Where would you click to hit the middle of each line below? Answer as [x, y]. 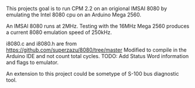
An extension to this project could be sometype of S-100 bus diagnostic [93, 74]
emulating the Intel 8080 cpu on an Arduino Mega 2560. [74, 15]
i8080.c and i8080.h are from [42, 44]
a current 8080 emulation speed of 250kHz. [59, 32]
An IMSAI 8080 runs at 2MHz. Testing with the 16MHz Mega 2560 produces [98, 26]
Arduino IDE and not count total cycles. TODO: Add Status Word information [97, 56]
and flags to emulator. [32, 62]
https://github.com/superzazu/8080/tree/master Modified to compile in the [96, 50]
